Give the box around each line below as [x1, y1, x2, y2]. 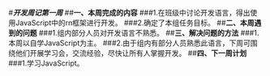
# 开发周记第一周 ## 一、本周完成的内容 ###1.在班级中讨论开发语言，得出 [8, 8, 251, 17]
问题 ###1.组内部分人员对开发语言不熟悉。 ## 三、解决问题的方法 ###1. [22, 28, 259, 37]
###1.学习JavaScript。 [8, 58, 84, 68]
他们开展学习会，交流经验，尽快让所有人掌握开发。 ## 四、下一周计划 [15, 49, 247, 57]
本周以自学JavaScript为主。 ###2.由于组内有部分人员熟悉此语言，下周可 [8, 38, 251, 48]
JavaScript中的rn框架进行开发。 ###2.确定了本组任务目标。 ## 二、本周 [15, 18, 255, 27]
